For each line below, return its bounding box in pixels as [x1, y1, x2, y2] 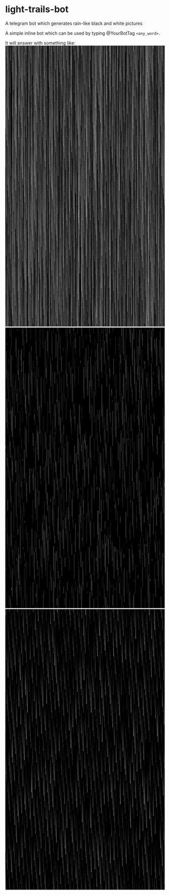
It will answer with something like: [5, 39, 76, 46]
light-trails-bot [5, 4, 69, 15]
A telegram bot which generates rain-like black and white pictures [5, 20, 143, 26]
